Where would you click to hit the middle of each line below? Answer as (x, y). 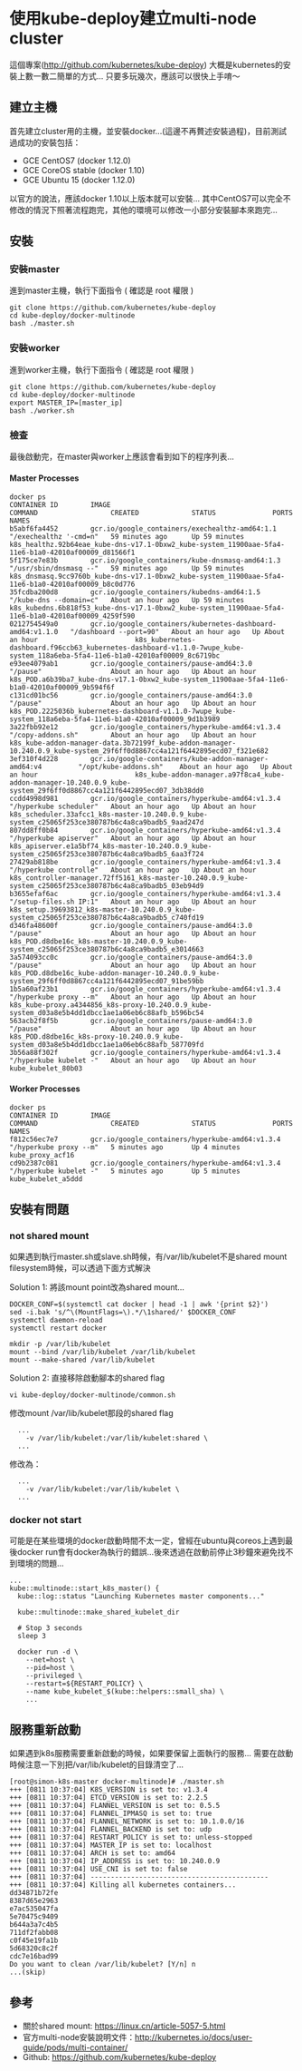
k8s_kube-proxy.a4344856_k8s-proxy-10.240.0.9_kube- (111, 1005)
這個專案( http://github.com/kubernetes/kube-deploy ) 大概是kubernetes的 (146, 64)
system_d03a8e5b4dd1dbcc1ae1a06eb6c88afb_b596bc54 (107, 1013)
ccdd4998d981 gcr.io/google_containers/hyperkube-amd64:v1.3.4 (145, 799)
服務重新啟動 (45, 1729)
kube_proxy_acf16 (42, 1156)
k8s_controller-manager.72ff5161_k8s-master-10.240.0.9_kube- (129, 878)
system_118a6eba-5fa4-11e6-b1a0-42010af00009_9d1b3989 (115, 719)
